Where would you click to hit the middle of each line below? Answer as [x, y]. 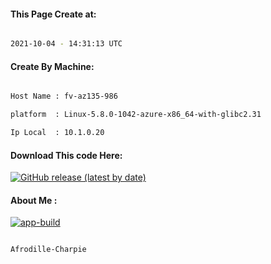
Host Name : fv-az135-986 [64, 96]
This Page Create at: [53, 14]
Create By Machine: [52, 66]
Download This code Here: [66, 155]
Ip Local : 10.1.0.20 [57, 133]
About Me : [34, 200]
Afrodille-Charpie [48, 250]
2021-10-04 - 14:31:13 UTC [66, 44]
